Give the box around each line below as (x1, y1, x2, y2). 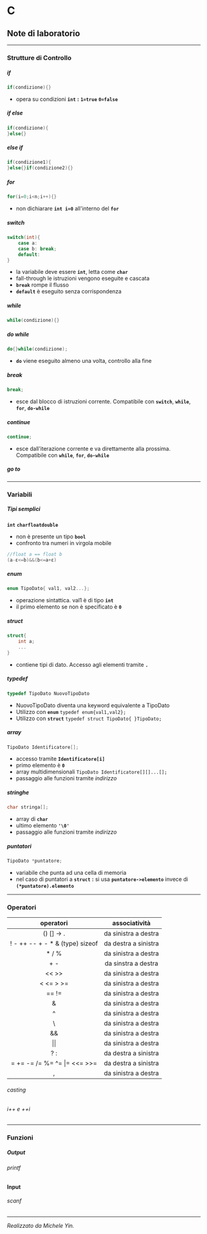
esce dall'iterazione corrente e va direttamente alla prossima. (15, 444, 171, 452)
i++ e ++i (7, 1105, 30, 1112)
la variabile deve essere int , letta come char (15, 268, 128, 276)
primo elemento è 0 (15, 762, 65, 769)
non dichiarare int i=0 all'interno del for (15, 205, 119, 212)
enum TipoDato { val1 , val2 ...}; (7, 586, 90, 592)
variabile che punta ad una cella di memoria (15, 869, 127, 877)
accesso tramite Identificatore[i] (15, 755, 105, 763)
